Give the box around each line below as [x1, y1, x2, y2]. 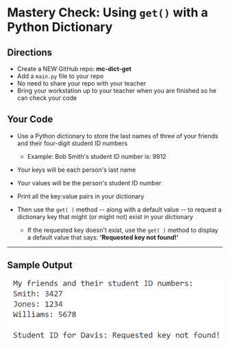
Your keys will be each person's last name [16, 166, 136, 174]
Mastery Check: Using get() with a [7, 5, 209, 21]
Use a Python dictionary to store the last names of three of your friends [16, 131, 218, 140]
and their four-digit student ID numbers [16, 139, 128, 147]
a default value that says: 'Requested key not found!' [27, 233, 179, 241]
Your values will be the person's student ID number [16, 179, 162, 187]
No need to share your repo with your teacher [16, 79, 146, 87]
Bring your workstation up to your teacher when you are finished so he [16, 87, 217, 94]
